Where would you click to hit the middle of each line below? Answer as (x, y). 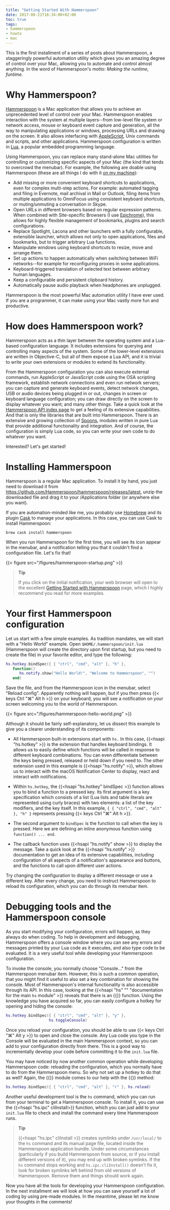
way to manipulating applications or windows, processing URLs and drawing (85, 131)
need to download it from (32, 486)
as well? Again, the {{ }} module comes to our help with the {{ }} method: (80, 1077)
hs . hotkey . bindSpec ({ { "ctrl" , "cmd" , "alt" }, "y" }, (66, 1016)
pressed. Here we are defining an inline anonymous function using (82, 829)
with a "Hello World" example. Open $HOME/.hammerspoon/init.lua (74, 644)
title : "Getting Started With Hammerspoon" (52, 10)
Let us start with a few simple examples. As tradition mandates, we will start (85, 639)
